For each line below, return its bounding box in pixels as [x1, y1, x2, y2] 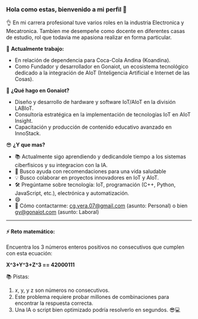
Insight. [14, 118, 34, 125]
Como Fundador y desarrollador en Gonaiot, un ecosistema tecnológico [14, 63, 189, 70]
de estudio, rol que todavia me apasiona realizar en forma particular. [6, 34, 172, 41]
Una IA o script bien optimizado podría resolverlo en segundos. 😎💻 [14, 306, 181, 313]
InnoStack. [14, 130, 41, 137]
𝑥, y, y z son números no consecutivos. [14, 287, 110, 294]
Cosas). [14, 76, 34, 83]
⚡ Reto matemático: [6, 227, 55, 235]
